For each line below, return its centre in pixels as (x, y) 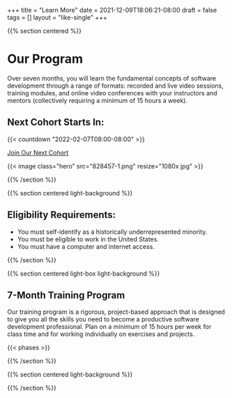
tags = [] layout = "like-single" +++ (57, 17)
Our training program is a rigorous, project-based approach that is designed (116, 312)
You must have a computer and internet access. (86, 246)
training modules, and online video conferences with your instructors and (112, 93)
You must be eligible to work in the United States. (88, 239)
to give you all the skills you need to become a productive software (103, 319)
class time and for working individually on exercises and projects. (101, 334)
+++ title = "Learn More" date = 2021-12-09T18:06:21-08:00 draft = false (112, 10)
